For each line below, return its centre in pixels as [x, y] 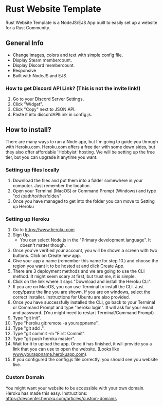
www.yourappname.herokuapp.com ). [50, 354]
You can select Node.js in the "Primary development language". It [85, 240]
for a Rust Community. [28, 27]
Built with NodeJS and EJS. [40, 75]
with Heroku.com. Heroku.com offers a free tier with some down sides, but [80, 147]
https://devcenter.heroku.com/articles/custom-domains [61, 398]
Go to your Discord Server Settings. [48, 99]
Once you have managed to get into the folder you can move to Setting [83, 201]
